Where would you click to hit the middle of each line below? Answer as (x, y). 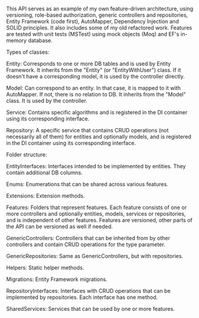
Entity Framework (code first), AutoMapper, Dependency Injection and (93, 21)
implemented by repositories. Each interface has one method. (82, 297)
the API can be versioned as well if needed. (59, 226)
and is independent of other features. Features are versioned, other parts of (99, 220)
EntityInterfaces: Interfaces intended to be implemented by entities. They (96, 166)
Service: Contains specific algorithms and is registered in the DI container (97, 112)
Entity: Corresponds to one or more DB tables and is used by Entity (89, 63)
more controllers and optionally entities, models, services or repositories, (96, 214)
